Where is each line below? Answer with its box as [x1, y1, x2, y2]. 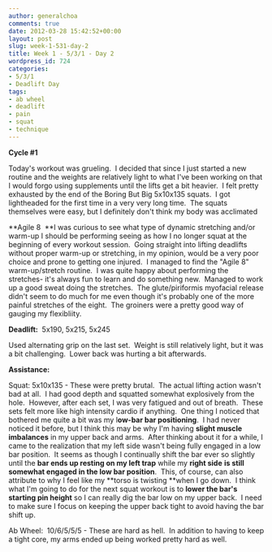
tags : [8, 87, 27, 96]
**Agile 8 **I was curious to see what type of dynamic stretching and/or [8, 222, 256, 232]
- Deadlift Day [8, 80, 60, 88]
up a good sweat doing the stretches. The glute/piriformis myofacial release [8, 282, 264, 293]
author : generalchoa [8, 11, 79, 20]
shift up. [8, 510, 37, 519]
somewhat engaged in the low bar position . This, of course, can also [8, 467, 244, 476]
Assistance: [8, 364, 50, 374]
